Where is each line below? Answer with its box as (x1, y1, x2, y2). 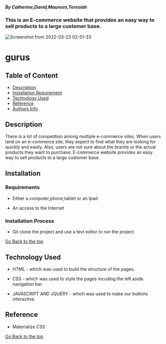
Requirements (5, 184, 40, 191)
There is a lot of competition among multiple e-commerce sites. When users (5, 134, 161, 140)
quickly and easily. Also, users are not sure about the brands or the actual (5, 144, 156, 150)
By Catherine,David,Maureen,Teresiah (5, 4, 87, 10)
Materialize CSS (12, 324, 46, 330)
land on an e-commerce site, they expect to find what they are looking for (5, 139, 156, 145)
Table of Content (5, 71, 58, 80)
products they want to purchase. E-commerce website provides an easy (5, 150, 153, 156)
